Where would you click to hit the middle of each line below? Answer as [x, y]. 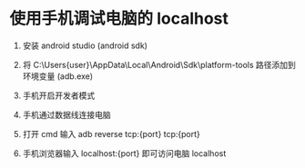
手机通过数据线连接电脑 [66, 114]
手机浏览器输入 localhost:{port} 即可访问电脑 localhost [124, 153]
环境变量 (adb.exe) [58, 76]
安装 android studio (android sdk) [85, 45]
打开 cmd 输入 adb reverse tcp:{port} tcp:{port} [111, 133]
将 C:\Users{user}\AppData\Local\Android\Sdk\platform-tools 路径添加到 [159, 64]
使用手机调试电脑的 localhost [119, 19]
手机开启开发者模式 [59, 95]
